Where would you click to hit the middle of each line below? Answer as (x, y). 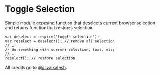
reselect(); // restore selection (40, 58)
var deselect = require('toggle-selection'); (52, 37)
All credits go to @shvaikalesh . (36, 67)
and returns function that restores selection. (49, 27)
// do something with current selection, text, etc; (60, 50)
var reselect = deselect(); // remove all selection (60, 41)
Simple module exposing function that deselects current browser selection (80, 23)
